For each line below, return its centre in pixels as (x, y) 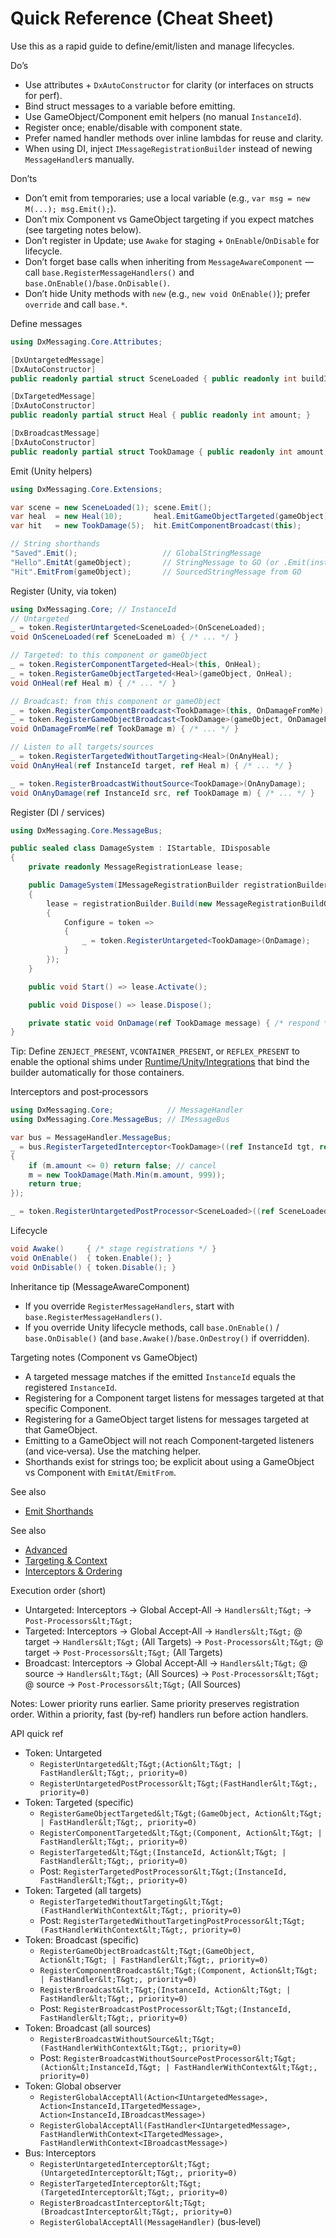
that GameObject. (61, 1429)
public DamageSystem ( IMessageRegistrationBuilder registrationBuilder (178, 885)
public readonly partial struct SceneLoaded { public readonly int (154, 378)
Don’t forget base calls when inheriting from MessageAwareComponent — (169, 261)
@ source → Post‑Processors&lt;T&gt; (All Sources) (133, 1684)
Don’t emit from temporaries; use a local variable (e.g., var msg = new (167, 198)
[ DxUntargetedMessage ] (57, 360)
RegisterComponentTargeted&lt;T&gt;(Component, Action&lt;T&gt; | (181, 1833)
